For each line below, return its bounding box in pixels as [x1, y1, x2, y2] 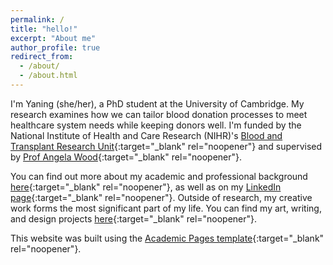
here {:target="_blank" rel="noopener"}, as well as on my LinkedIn [10, 181, 282, 193]
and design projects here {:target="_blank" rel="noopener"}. [10, 212, 258, 225]
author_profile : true [10, 42, 101, 53]
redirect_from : [10, 52, 74, 62]
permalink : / [10, 14, 65, 25]
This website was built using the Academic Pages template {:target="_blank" [10, 232, 325, 244]
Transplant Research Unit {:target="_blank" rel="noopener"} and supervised [10, 140, 323, 152]
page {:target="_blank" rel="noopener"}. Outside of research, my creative [10, 191, 313, 203]
